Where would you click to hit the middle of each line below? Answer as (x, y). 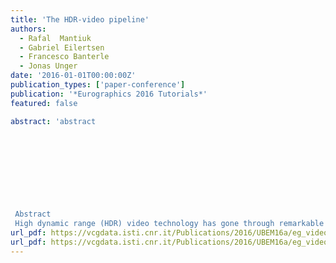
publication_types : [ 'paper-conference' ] (98, 85)
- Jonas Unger (48, 66)
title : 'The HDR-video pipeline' (80, 19)
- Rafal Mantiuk (55, 38)
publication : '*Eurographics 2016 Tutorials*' (109, 94)
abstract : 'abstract (53, 121)
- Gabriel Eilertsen (62, 47)
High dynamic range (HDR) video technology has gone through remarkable (169, 224)
